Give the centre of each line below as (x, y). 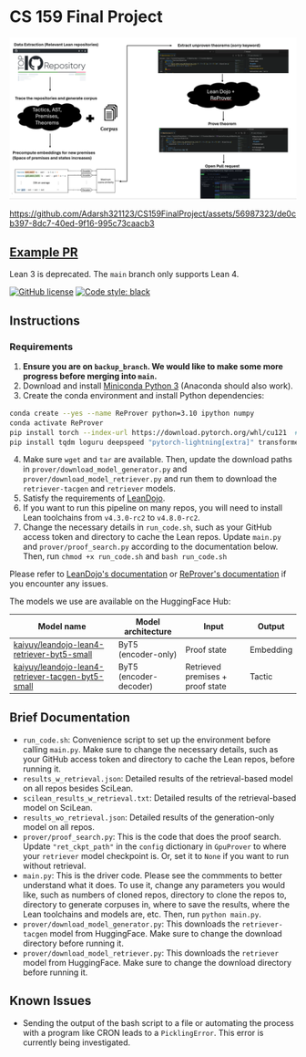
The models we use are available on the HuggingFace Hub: (120, 601)
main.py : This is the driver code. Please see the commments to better (152, 875)
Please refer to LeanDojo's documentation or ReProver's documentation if (148, 574)
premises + (206, 677)
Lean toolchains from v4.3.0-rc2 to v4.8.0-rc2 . (111, 518)
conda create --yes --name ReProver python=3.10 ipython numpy (132, 413)
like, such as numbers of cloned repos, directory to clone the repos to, (154, 895)
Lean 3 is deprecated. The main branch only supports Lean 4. (124, 275)
